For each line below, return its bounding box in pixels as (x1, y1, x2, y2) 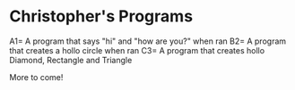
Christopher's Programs (9, 6, 194, 27)
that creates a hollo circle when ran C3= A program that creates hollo (9, 45, 265, 55)
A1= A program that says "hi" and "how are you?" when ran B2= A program (9, 36, 287, 46)
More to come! (9, 71, 64, 82)
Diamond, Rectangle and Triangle (9, 54, 133, 65)
